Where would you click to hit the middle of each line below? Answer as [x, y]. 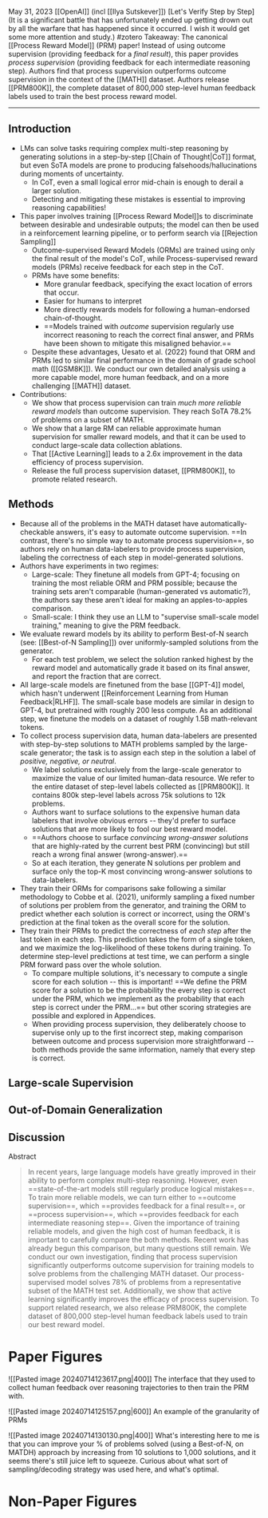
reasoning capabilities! [69, 208]
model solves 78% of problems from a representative [154, 1282]
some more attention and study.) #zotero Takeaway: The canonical [118, 37]
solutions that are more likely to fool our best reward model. [130, 829]
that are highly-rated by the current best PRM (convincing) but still [140, 846]
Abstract [22, 1156]
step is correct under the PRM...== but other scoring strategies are [141, 1007]
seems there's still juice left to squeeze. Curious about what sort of [118, 1461]
